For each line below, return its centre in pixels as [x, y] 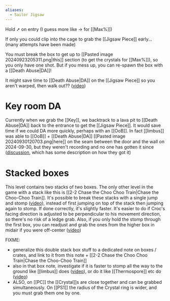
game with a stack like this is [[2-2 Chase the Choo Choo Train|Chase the [82, 192]
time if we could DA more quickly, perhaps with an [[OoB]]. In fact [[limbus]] [84, 131]
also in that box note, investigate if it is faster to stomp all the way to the [88, 266]
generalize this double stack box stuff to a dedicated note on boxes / [84, 250]
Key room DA [33, 106]
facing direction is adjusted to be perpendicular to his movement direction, [83, 214]
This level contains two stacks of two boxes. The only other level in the [79, 187]
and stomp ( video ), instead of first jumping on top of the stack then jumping [84, 203]
